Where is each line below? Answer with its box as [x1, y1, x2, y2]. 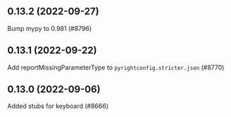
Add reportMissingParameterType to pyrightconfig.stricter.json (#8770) [7, 63, 225, 71]
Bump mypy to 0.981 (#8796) [7, 24, 92, 32]
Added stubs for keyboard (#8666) [7, 102, 109, 111]
